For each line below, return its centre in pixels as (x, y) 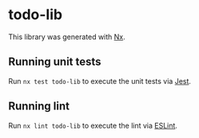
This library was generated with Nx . (67, 37)
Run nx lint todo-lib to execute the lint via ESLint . (93, 125)
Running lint (39, 106)
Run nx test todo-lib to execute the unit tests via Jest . (100, 81)
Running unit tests (55, 62)
